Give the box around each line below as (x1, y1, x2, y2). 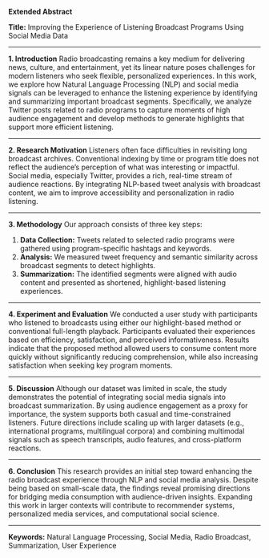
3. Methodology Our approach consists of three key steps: (8, 220, 203, 229)
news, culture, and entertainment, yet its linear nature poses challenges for (8, 63, 256, 71)
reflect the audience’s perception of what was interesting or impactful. (8, 162, 240, 172)
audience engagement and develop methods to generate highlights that (8, 114, 245, 123)
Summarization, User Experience (8, 541, 118, 550)
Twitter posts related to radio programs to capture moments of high (8, 105, 231, 115)
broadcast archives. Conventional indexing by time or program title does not (8, 154, 259, 163)
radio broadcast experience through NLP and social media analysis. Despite (8, 475, 259, 484)
